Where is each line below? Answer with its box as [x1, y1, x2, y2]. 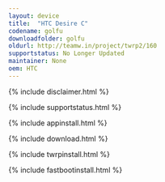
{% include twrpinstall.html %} [8, 149, 111, 159]
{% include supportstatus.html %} [8, 102, 122, 112]
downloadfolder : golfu [8, 34, 85, 43]
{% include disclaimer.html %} [8, 87, 109, 96]
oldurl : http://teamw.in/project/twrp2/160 [8, 42, 158, 50]
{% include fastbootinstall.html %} [8, 165, 123, 175]
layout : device [8, 11, 60, 20]
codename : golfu [8, 27, 63, 35]
